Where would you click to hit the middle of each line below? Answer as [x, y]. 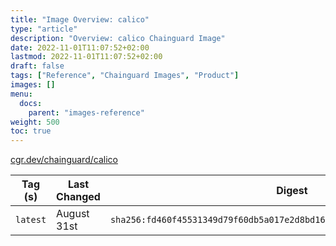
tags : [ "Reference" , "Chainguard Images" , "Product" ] [125, 76]
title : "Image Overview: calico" [80, 19]
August [73, 214]
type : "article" [44, 29]
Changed [78, 197]
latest [31, 220]
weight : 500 [35, 122]
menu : [21, 94]
